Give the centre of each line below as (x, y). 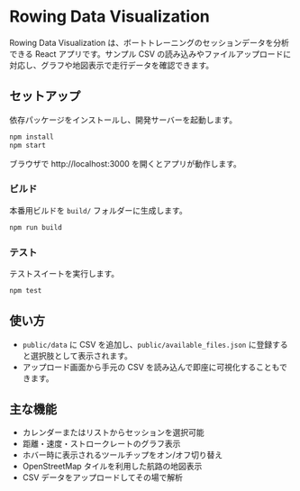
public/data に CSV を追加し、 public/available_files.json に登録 (147, 344)
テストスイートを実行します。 (64, 273)
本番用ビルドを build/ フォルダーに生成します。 (98, 210)
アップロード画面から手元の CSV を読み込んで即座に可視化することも (151, 367)
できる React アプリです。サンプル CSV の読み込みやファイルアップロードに (150, 54)
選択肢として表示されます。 (81, 355)
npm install (32, 137)
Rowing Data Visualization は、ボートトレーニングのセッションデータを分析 (150, 42)
